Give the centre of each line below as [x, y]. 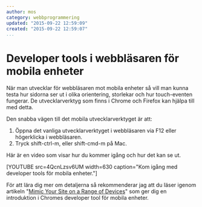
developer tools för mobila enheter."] [52, 173]
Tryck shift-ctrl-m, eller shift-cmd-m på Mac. [71, 144]
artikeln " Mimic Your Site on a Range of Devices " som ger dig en [86, 191]
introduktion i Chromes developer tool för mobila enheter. [78, 198]
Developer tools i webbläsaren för [93, 59]
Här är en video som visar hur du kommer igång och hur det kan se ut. [94, 155]
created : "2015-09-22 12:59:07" [47, 29]
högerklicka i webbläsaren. [49, 137]
